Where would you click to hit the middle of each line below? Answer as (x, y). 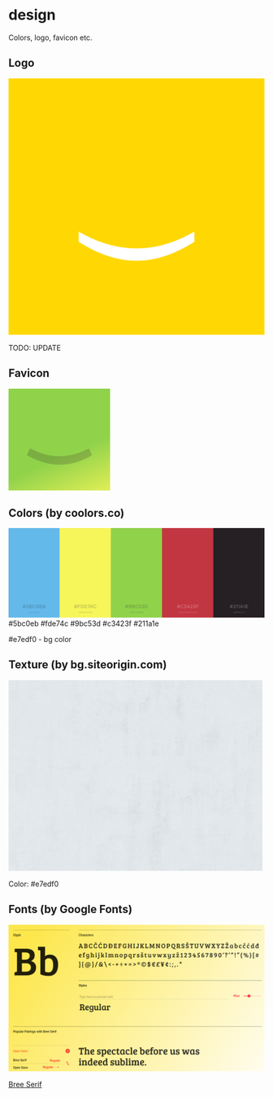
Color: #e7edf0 (34, 884)
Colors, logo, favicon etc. (50, 37)
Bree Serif (25, 1084)
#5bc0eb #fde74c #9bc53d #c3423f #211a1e (84, 623)
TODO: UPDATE (35, 347)
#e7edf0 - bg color (40, 640)
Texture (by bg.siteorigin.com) (88, 665)
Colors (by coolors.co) (66, 513)
